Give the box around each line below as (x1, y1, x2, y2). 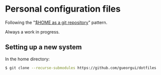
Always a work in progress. (5, 29, 60, 35)
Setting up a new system (5, 43, 82, 52)
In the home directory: (5, 56, 50, 62)
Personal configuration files (5, 3, 121, 15)
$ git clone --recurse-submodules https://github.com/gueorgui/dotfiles (5, 65, 157, 70)
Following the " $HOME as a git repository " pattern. (5, 19, 108, 25)
